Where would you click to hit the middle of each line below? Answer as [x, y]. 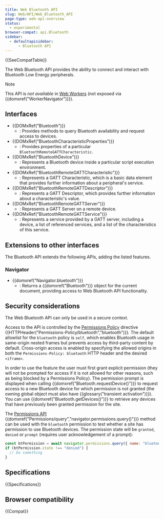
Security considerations [42, 306]
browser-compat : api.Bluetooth [37, 32]
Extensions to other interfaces [52, 245]
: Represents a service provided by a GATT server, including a [82, 219]
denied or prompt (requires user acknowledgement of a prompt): [69, 435]
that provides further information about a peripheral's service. [82, 183]
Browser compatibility [40, 500]
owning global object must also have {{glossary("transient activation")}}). [79, 394]
